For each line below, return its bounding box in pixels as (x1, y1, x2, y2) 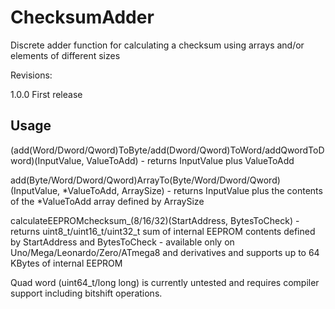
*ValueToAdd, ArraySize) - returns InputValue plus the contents (62, 184, 323, 196)
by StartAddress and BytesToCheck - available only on (10, 236, 235, 248)
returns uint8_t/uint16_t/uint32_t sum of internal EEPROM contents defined (10, 225, 316, 237)
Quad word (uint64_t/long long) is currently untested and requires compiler (10, 276, 320, 288)
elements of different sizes (10, 49, 121, 61)
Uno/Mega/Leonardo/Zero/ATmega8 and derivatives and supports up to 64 (10, 246, 320, 258)
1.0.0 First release (10, 88, 83, 100)
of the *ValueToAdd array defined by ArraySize (10, 195, 205, 207)
